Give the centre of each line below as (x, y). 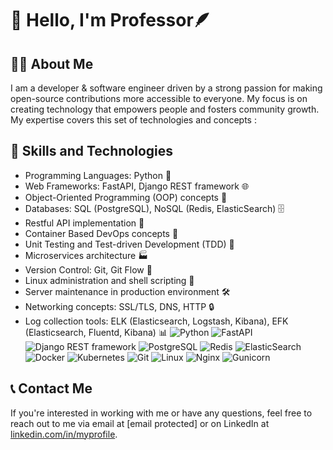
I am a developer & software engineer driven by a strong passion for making (166, 88)
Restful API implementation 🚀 (84, 223)
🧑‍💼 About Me (52, 63)
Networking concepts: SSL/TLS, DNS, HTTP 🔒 (119, 306)
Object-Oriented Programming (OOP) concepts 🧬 (126, 197)
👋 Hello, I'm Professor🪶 (111, 20)
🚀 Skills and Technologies (92, 151)
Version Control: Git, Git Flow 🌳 (88, 269)
